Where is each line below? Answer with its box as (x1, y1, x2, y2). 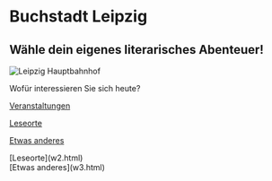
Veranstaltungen (9, 100, 71, 111)
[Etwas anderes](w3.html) (9, 162, 106, 172)
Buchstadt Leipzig (9, 6, 148, 27)
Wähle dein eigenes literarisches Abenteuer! (9, 42, 265, 57)
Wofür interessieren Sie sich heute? (9, 83, 141, 93)
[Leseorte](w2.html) (9, 152, 83, 163)
